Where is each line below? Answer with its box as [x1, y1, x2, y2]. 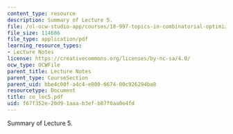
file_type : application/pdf [7, 36, 89, 43]
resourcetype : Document [7, 87, 76, 94]
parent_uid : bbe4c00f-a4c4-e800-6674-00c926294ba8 [7, 81, 157, 88]
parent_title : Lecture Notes [7, 68, 92, 75]
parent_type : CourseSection [7, 74, 89, 82]
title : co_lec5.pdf [7, 94, 64, 101]
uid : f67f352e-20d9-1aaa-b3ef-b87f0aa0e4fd [7, 100, 135, 107]
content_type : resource [7, 10, 76, 17]
